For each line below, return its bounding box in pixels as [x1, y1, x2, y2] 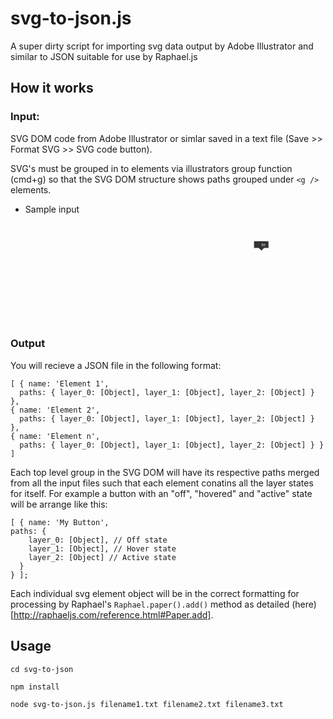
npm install [10, 682, 60, 692]
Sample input [24, 203, 80, 215]
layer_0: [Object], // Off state [28, 535, 168, 545]
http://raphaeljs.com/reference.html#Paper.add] [13, 608, 212, 621]
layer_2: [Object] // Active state [28, 552, 177, 562]
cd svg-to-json [10, 664, 74, 674]
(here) [291, 598, 317, 610]
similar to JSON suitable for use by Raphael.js [10, 50, 198, 62]
